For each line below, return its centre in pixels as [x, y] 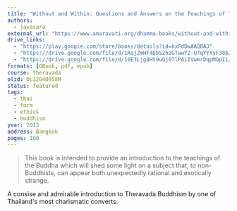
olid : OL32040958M [34, 79]
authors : [20, 20]
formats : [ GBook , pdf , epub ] [50, 66]
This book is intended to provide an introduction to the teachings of [122, 158]
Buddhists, [40, 173]
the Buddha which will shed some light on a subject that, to [110, 165]
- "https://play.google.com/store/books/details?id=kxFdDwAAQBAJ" [113, 46]
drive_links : [26, 40]
